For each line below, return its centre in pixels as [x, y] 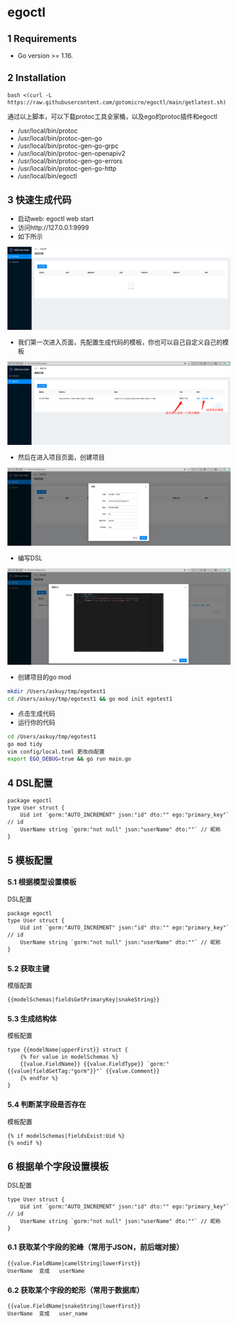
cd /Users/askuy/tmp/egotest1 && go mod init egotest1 [90, 699]
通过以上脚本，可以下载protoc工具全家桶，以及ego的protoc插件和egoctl [112, 116]
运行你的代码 [36, 722]
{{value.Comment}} [132, 1071]
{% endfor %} [39, 1078]
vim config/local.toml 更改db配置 [56, 752]
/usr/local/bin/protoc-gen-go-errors [70, 161]
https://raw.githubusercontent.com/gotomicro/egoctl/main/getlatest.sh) [117, 102]
